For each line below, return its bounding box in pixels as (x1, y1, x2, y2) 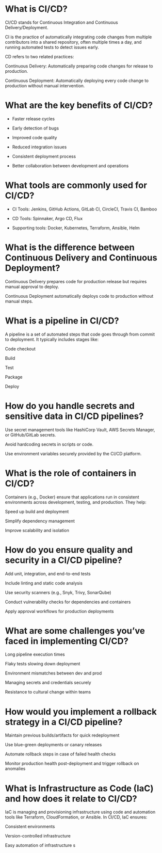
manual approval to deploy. (5, 284, 59, 290)
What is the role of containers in (5, 467, 137, 479)
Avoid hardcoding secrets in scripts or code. (5, 441, 94, 447)
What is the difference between (5, 242, 135, 253)
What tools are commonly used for (5, 180, 147, 191)
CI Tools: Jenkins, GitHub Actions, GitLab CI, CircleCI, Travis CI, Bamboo (12, 206, 157, 212)
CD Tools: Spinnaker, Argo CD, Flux (12, 215, 83, 221)
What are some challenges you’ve (5, 625, 145, 636)
